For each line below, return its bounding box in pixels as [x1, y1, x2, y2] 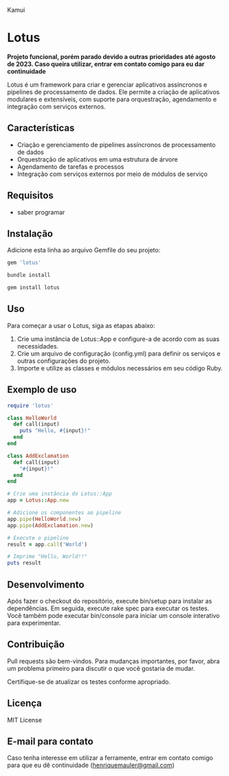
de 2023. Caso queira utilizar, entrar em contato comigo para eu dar [7, 60, 205, 68]
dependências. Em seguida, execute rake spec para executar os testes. [7, 604, 210, 612]
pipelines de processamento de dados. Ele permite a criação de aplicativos [7, 87, 220, 96]
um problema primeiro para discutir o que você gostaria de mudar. [7, 664, 195, 672]
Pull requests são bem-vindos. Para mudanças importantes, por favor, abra [7, 656, 220, 665]
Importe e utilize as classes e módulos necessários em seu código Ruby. [17, 364, 223, 372]
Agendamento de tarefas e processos [17, 162, 124, 170]
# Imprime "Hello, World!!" [7, 553, 88, 560]
